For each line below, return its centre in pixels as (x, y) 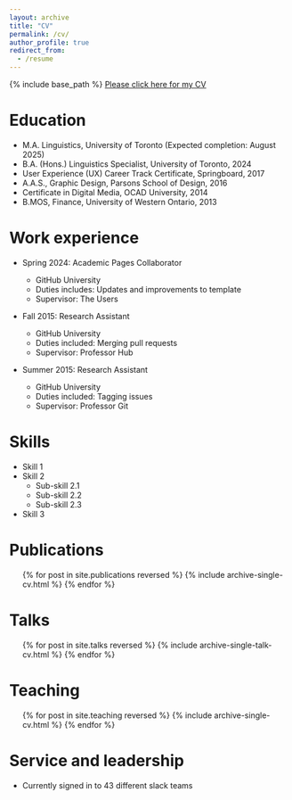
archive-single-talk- (235, 645)
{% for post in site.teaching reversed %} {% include (117, 715)
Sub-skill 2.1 (57, 485)
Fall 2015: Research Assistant (76, 316)
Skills (30, 442)
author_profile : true (49, 42)
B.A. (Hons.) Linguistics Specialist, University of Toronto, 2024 (137, 164)
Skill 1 (32, 466)
